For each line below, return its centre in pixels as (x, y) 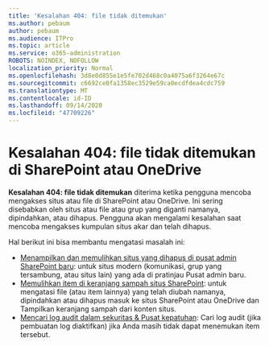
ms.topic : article (39, 46)
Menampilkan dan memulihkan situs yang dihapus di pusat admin (128, 257)
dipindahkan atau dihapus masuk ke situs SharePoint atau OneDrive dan (139, 300)
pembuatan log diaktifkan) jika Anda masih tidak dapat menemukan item (140, 326)
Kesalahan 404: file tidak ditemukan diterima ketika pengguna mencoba (130, 192)
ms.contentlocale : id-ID (50, 98)
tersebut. (35, 334)
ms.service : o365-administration (64, 53)
